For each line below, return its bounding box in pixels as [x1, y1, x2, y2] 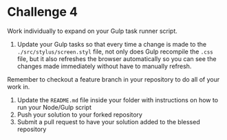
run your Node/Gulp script [17, 103, 91, 111]
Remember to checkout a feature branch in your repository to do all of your [7, 75, 220, 83]
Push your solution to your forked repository [17, 110, 143, 119]
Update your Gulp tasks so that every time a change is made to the [17, 40, 207, 48]
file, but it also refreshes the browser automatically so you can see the [17, 54, 217, 62]
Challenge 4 [7, 4, 78, 20]
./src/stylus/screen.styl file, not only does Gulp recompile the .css [17, 47, 213, 56]
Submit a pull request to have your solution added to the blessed [17, 117, 201, 126]
